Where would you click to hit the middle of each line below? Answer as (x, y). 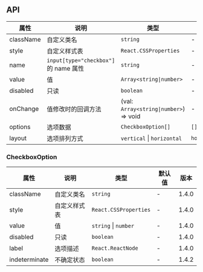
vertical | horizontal (151, 138)
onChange (24, 109)
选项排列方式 (65, 138)
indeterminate (29, 260)
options (20, 127)
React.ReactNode (115, 248)
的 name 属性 (66, 68)
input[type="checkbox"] (81, 60)
